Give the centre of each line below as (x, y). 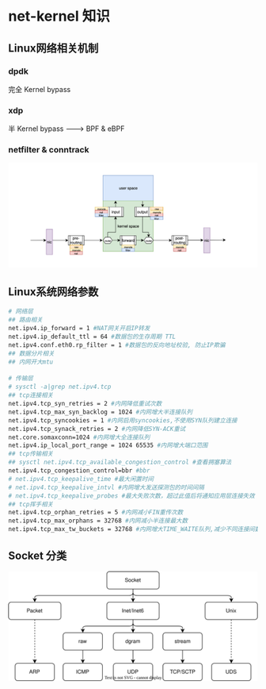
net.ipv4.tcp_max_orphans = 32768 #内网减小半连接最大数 (98, 521)
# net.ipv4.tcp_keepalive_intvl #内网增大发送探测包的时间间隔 (106, 487)
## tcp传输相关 (31, 454)
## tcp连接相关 (31, 395)
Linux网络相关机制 (53, 48)
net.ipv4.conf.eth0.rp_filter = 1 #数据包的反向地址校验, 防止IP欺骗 (117, 345)
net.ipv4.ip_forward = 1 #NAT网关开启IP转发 (79, 329)
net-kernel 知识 (59, 16)
